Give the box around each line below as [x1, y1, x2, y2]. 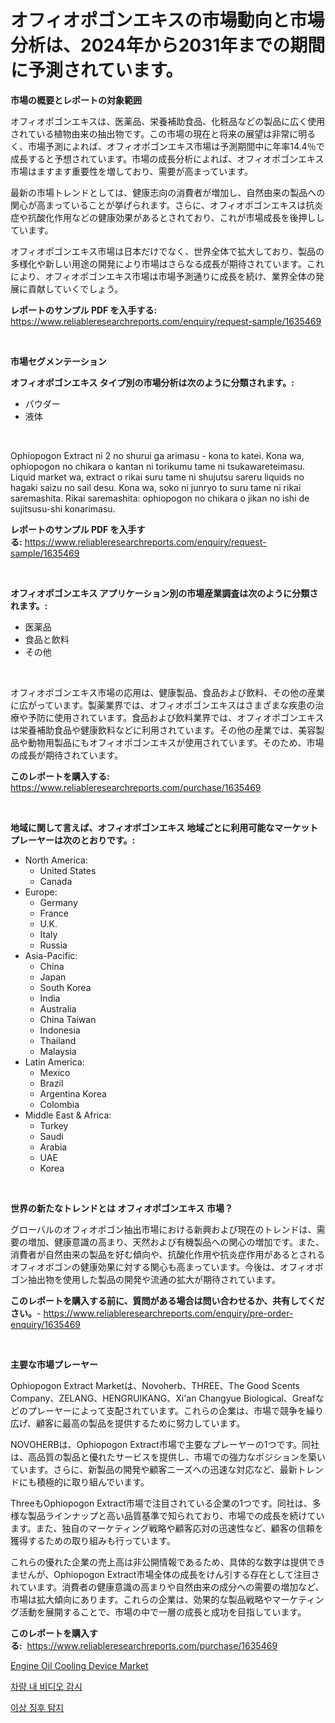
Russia [39, 939, 68, 951]
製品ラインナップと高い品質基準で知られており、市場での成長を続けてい [27, 1509, 325, 1521]
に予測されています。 [10, 59, 184, 82]
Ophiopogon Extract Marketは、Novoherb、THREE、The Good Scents [10, 1379, 301, 1391]
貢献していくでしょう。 [27, 282, 124, 295]
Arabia [39, 1141, 68, 1153]
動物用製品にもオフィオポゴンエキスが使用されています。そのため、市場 [27, 736, 325, 748]
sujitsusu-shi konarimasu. [10, 502, 116, 515]
